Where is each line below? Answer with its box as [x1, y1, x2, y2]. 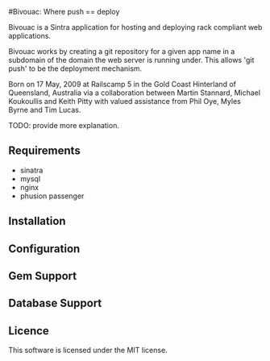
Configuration [8, 242, 81, 255]
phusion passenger [19, 191, 85, 201]
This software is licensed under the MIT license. [8, 346, 168, 355]
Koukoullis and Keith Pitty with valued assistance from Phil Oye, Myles [8, 97, 242, 106]
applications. [8, 31, 51, 40]
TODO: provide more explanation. [8, 121, 119, 130]
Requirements [8, 144, 81, 158]
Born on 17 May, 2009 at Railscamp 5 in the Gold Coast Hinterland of [8, 80, 236, 89]
